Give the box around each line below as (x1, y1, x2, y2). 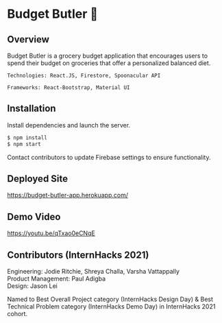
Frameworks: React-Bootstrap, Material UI (7, 84, 130, 91)
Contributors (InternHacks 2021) (7, 249, 149, 261)
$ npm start (7, 141, 41, 147)
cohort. (7, 310, 28, 318)
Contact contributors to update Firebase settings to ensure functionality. (7, 153, 211, 161)
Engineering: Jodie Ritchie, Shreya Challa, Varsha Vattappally (7, 267, 180, 275)
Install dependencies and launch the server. (7, 121, 131, 129)
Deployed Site (7, 173, 69, 184)
